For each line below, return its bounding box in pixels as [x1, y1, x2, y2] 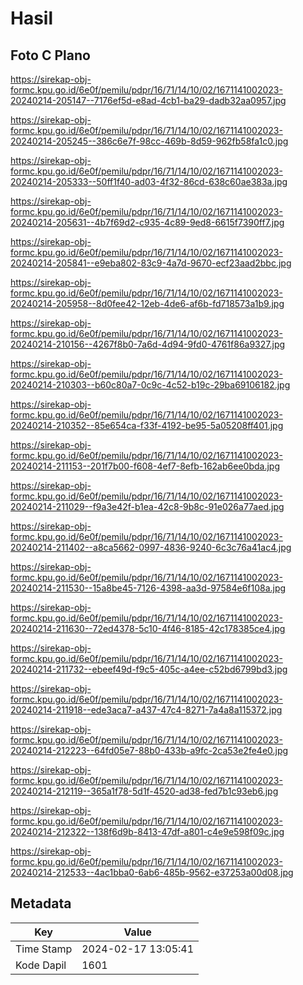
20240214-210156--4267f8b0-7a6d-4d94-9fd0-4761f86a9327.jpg [10, 338, 286, 350]
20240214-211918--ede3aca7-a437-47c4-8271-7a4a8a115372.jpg [10, 704, 283, 716]
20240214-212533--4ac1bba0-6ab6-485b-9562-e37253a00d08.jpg [10, 867, 294, 878]
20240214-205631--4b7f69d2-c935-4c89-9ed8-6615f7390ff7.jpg [10, 217, 285, 228]
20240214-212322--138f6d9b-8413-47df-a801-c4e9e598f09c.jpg [10, 826, 285, 837]
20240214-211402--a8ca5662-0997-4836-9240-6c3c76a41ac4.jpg [10, 542, 292, 553]
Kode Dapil [15, 958, 67, 972]
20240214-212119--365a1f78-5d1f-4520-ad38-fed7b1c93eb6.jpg [10, 785, 279, 797]
